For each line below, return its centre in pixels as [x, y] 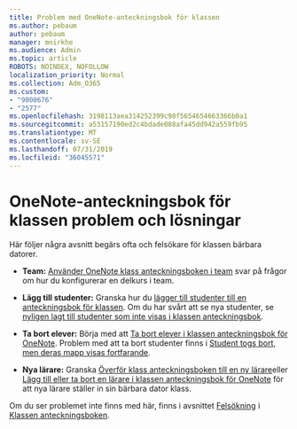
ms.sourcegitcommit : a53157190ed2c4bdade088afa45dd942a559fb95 [129, 125]
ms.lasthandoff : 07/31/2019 [61, 149]
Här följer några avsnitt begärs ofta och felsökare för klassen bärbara [136, 245]
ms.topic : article [43, 58]
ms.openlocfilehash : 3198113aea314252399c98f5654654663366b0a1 [129, 116]
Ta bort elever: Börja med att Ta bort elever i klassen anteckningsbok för [155, 334]
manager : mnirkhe [41, 42]
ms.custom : [29, 91]
